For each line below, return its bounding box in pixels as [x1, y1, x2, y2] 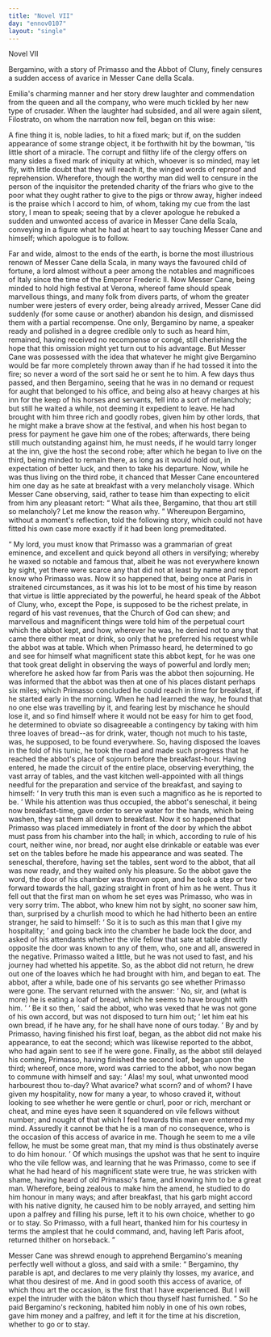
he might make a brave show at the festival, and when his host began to [8, 421, 248, 431]
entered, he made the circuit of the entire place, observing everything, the [8, 763, 254, 773]
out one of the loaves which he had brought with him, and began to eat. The [8, 969, 261, 979]
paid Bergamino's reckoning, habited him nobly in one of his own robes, [8, 1302, 248, 1312]
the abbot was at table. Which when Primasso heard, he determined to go [8, 643, 253, 652]
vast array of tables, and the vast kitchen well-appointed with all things [8, 771, 244, 781]
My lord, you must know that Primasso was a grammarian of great [13, 539, 232, 550]
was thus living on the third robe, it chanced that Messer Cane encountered [8, 472, 260, 482]
